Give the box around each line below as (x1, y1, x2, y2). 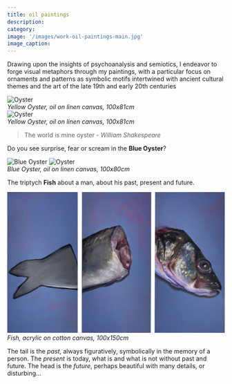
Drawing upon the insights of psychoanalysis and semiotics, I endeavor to (7, 60, 217, 68)
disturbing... (7, 369, 41, 378)
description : (7, 18, 45, 26)
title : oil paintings (7, 11, 70, 18)
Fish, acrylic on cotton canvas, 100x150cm (7, 334, 129, 342)
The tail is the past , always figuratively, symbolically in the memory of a (7, 347, 211, 356)
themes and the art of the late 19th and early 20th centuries (7, 82, 177, 90)
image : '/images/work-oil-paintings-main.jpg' (7, 33, 144, 40)
